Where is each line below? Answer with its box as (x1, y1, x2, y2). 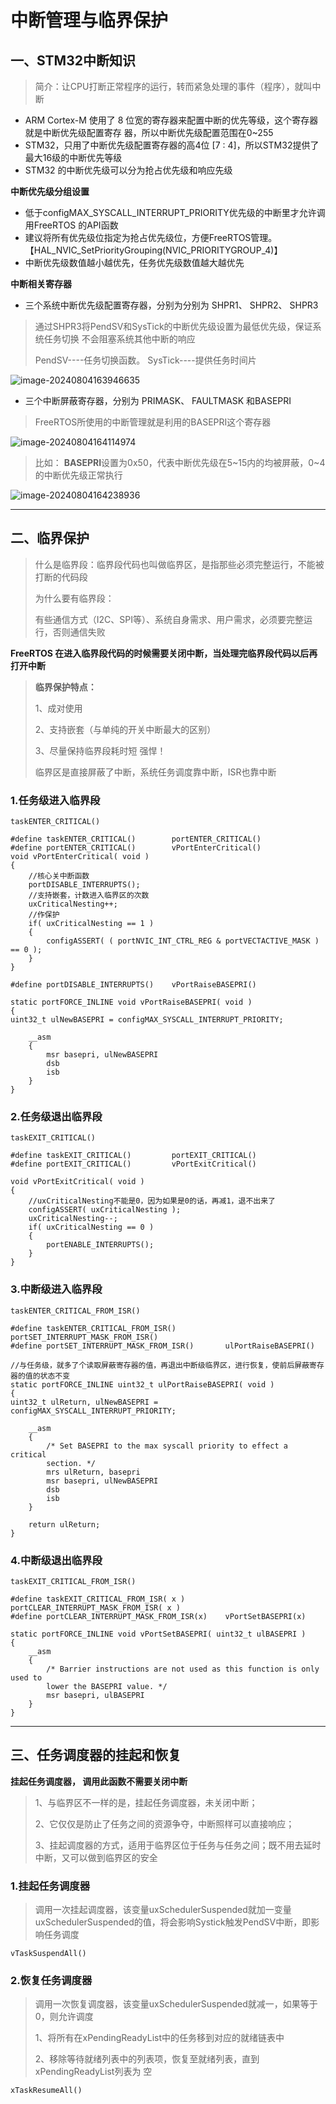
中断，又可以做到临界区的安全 (34, 1851, 158, 1863)
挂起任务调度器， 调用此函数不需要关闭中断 (10, 1775, 188, 1787)
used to (10, 1673, 43, 1683)
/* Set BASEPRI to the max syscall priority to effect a (46, 1441, 288, 1451)
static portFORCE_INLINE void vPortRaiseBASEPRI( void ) (10, 997, 253, 1008)
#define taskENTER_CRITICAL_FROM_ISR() (10, 1323, 177, 1333)
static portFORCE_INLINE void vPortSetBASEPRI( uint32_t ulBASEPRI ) (10, 1629, 307, 1639)
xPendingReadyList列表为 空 (34, 2066, 153, 2078)
